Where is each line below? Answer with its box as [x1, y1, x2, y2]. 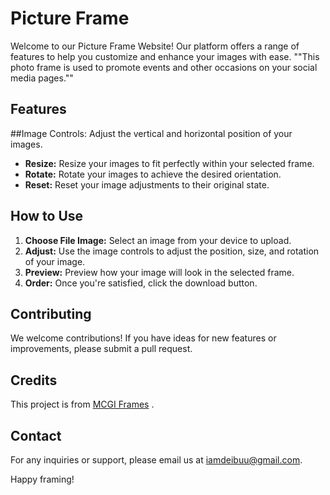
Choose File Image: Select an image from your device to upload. [24, 234, 292, 246]
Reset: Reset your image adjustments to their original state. [24, 178, 270, 191]
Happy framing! [10, 473, 75, 485]
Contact [10, 427, 62, 444]
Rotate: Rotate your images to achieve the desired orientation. [24, 168, 282, 180]
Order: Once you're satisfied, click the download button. [24, 277, 258, 289]
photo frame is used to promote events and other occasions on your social [10, 61, 318, 73]
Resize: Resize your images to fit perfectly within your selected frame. [24, 157, 315, 169]
